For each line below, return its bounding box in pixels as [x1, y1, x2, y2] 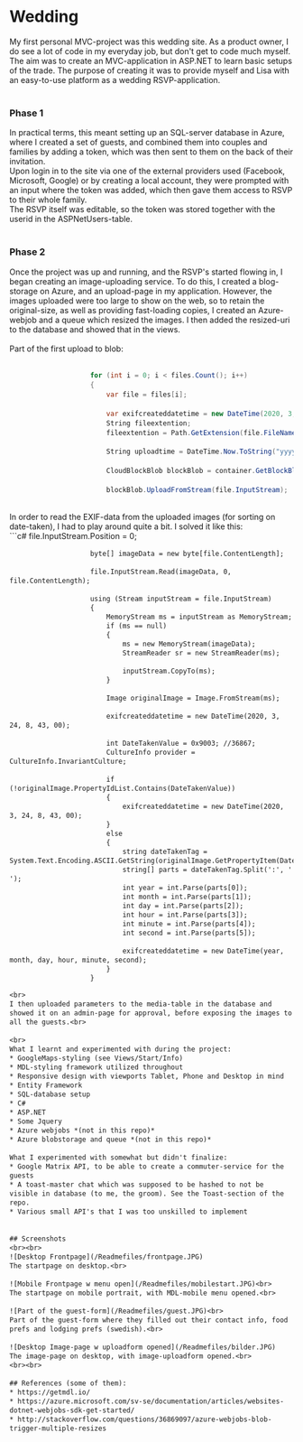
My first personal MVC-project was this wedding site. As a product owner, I [9, 36, 289, 47]
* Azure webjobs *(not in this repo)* [9, 1126, 155, 1135]
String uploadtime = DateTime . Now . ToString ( [106, 447, 277, 457]
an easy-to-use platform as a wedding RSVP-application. [9, 74, 221, 85]
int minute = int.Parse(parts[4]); [122, 919, 256, 928]
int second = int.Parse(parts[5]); [122, 928, 256, 937]
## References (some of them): [9, 1379, 127, 1388]
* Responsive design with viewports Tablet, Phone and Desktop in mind [9, 1072, 284, 1081]
